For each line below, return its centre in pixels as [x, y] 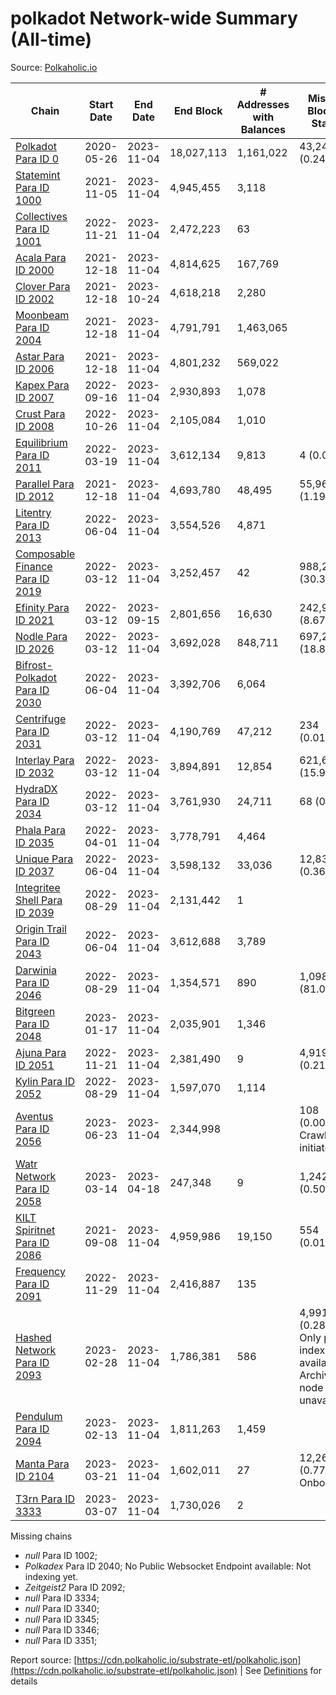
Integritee [38, 887]
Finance [34, 566]
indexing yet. [51, 1576]
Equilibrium [41, 442]
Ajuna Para [41, 1052]
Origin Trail [41, 929]
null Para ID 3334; [62, 1598]
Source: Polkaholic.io [54, 67]
